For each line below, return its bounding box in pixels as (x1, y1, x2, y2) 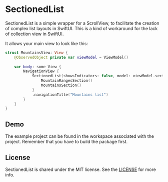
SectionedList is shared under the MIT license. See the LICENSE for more (5, 166, 156, 172)
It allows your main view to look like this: (5, 40, 88, 46)
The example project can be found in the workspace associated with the (5, 133, 154, 139)
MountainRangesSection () (40, 78, 93, 83)
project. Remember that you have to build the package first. (5, 139, 128, 145)
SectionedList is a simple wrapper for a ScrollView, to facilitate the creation (5, 20, 159, 26)
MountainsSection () (40, 83, 81, 88)
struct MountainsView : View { (5, 50, 68, 55)
